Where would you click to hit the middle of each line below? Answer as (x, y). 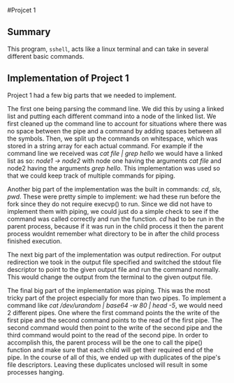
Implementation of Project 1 (68, 79)
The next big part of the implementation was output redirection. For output (114, 254)
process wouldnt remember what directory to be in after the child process (114, 233)
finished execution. (35, 241)
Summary (29, 32)
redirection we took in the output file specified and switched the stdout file (115, 262)
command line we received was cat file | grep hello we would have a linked (115, 153)
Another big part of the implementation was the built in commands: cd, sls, (115, 189)
